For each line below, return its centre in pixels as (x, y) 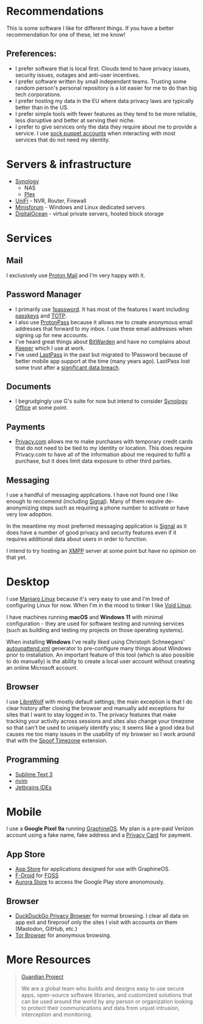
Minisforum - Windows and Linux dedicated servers (80, 207)
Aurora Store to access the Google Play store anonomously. (90, 882)
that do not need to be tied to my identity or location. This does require (104, 448)
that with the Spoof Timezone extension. (57, 740)
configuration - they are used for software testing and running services (95, 624)
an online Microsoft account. (42, 667)
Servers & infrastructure (69, 164)
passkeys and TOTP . (41, 316)
